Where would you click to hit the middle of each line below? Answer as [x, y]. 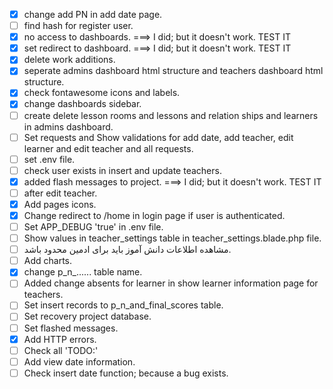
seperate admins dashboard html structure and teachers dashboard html [173, 71]
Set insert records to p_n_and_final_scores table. [123, 305]
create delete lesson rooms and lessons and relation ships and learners [171, 115]
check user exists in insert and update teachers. [122, 170]
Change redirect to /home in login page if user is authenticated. [154, 215]
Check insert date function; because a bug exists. [126, 373]
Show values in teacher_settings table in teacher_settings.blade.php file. [172, 238]
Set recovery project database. [87, 316]
